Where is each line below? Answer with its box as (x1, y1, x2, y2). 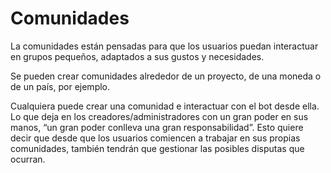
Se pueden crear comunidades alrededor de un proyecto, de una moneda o (10, 70, 322, 82)
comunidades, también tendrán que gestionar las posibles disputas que (10, 142, 305, 154)
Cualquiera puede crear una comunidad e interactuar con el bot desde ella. (10, 100, 320, 112)
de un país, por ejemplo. (10, 80, 111, 92)
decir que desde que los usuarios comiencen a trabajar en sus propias (10, 132, 301, 144)
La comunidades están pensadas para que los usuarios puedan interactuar (10, 40, 319, 52)
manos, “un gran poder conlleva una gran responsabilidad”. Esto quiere (10, 121, 304, 133)
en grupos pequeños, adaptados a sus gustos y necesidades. (10, 50, 265, 62)
